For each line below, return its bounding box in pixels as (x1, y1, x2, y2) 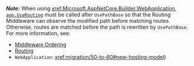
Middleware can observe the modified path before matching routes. (6, 18, 170, 24)
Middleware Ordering (14, 41, 67, 48)
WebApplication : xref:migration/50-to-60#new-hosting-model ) (14, 54, 166, 60)
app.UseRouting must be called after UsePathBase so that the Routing (6, 11, 171, 18)
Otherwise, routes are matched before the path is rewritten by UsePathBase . (6, 23, 189, 30)
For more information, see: (6, 30, 71, 37)
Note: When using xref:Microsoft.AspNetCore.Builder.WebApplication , (6, 5, 177, 12)
